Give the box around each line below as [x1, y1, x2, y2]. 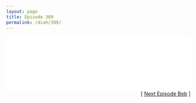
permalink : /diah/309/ [6, 19, 61, 25]
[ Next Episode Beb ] [140, 90, 191, 97]
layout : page [6, 8, 38, 15]
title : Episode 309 [6, 14, 54, 20]
